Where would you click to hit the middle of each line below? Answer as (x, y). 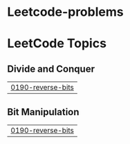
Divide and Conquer (51, 69)
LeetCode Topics (57, 44)
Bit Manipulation (43, 112)
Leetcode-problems (65, 12)
